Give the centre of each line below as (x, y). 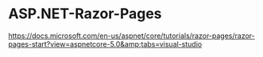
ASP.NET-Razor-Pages (85, 14)
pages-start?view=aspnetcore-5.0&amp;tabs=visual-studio (105, 44)
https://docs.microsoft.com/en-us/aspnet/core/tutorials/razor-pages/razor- (132, 36)
